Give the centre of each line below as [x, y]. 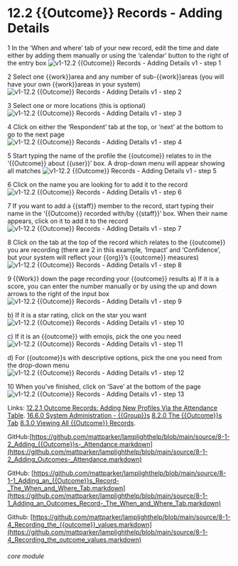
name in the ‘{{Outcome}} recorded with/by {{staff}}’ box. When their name [118, 213]
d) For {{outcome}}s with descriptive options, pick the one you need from [115, 357]
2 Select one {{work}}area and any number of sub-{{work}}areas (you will [116, 77]
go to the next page [36, 134]
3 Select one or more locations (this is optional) [77, 105]
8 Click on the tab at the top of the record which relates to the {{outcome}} [117, 242]
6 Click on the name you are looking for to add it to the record [98, 184]
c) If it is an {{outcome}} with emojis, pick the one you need [94, 336]
